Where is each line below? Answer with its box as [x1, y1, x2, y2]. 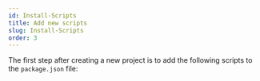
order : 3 [8, 33, 38, 42]
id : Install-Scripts [8, 11, 78, 20]
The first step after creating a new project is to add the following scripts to [8, 56, 253, 65]
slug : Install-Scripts [8, 26, 84, 34]
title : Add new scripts [8, 19, 88, 27]
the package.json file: [8, 64, 78, 74]
